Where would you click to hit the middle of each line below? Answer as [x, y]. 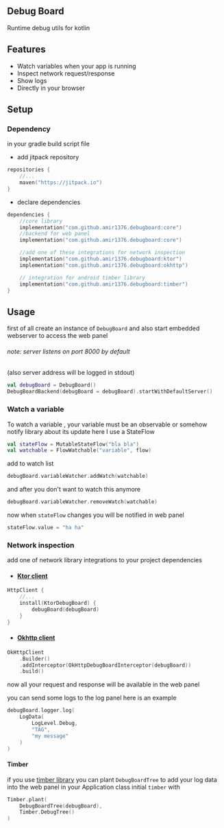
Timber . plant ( [27, 799]
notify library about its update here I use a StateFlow [81, 431]
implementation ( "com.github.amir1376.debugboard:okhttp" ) [104, 265]
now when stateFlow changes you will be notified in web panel [96, 515]
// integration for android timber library [83, 277]
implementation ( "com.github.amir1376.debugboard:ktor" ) [101, 259]
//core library [41, 221]
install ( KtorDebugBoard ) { [58, 603]
